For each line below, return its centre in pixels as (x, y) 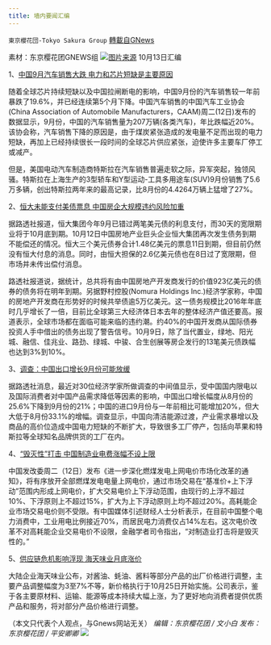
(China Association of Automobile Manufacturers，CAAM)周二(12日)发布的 (132, 111)
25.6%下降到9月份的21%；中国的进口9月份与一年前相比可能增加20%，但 (130, 406)
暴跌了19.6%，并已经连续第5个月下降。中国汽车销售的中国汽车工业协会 (127, 101)
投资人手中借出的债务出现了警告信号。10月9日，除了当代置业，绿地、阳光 (131, 331)
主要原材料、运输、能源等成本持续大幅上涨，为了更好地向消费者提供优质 (142, 596)
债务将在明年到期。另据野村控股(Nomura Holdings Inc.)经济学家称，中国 (142, 291)
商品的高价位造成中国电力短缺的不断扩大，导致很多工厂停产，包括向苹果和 (132, 426)
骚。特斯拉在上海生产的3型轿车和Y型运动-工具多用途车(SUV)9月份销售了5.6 (134, 179)
